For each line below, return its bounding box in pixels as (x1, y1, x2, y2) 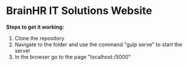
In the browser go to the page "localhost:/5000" (14, 53, 131, 60)
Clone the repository (14, 34, 65, 41)
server (14, 47, 31, 54)
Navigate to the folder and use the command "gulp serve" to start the (14, 41, 183, 48)
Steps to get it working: (6, 23, 65, 30)
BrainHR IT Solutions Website (6, 4, 153, 18)
